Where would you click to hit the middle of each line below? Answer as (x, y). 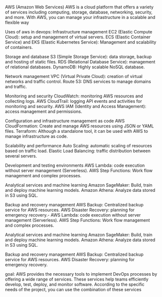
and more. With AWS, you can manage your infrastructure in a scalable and (80, 17)
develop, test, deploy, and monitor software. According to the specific (75, 284)
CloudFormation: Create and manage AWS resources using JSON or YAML (80, 126)
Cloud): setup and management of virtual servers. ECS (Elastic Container (78, 37)
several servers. (21, 156)
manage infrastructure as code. (36, 136)
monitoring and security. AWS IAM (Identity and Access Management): (76, 106)
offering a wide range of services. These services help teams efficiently (77, 279)
